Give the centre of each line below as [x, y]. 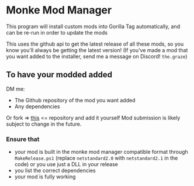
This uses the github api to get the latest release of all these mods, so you [95, 44]
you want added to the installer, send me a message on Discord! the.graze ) [97, 56]
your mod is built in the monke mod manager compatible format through [101, 152]
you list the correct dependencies [55, 171]
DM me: [15, 89]
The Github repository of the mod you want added [75, 100]
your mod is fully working [45, 177]
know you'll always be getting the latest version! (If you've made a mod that [97, 50]
